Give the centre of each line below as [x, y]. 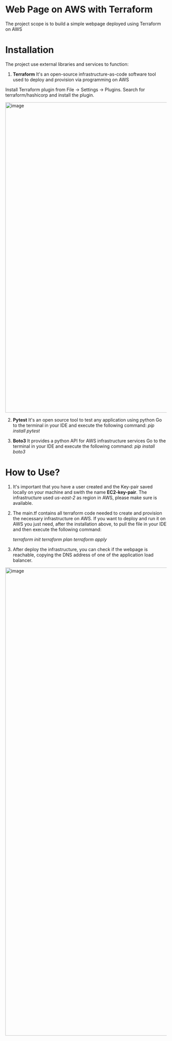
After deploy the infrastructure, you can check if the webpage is [80, 549]
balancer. [23, 560]
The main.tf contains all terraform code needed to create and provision [87, 513]
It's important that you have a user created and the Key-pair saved [83, 486]
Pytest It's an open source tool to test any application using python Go [87, 419]
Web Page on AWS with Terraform [79, 10]
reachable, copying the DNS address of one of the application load [83, 555]
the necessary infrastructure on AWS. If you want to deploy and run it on [89, 518]
